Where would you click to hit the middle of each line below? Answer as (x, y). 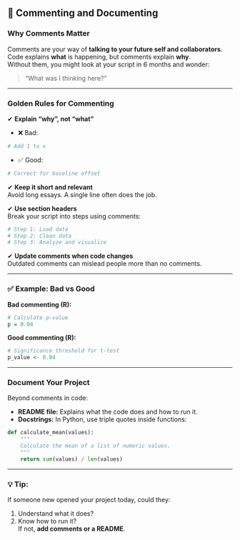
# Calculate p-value (38, 317)
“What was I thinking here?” (66, 78)
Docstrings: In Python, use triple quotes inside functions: (102, 419)
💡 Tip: (18, 484)
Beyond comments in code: (47, 398)
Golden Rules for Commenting (61, 103)
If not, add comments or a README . (71, 529)
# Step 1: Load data (38, 229)
